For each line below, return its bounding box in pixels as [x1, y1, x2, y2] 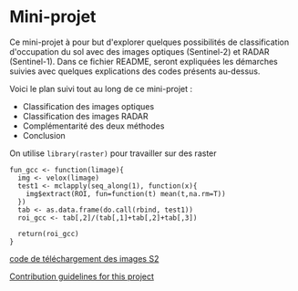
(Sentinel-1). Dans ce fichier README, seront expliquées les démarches [9, 56, 278, 67]
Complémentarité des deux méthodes [22, 120, 165, 131]
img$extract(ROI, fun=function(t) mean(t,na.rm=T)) [26, 189, 226, 198]
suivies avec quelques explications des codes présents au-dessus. [9, 66, 261, 77]
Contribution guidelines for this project [9, 271, 155, 282]
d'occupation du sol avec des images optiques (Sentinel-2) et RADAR [9, 46, 271, 57]
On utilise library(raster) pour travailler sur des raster [9, 148, 217, 159]
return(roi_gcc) [17, 229, 79, 238]
